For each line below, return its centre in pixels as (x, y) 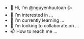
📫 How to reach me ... (34, 31)
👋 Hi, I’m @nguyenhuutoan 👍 (41, 8)
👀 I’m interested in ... (32, 15)
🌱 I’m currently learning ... (37, 20)
